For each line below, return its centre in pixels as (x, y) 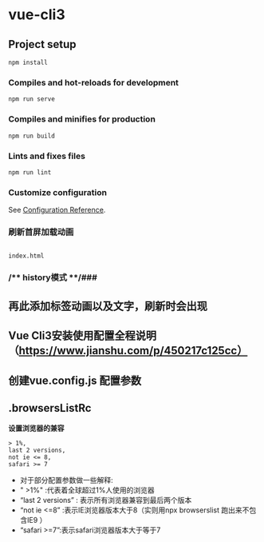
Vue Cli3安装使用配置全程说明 (83, 336)
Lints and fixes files (47, 156)
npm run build (32, 136)
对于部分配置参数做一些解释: (66, 480)
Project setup (43, 44)
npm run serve (32, 99)
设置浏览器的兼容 (36, 428)
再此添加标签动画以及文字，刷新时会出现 (108, 306)
